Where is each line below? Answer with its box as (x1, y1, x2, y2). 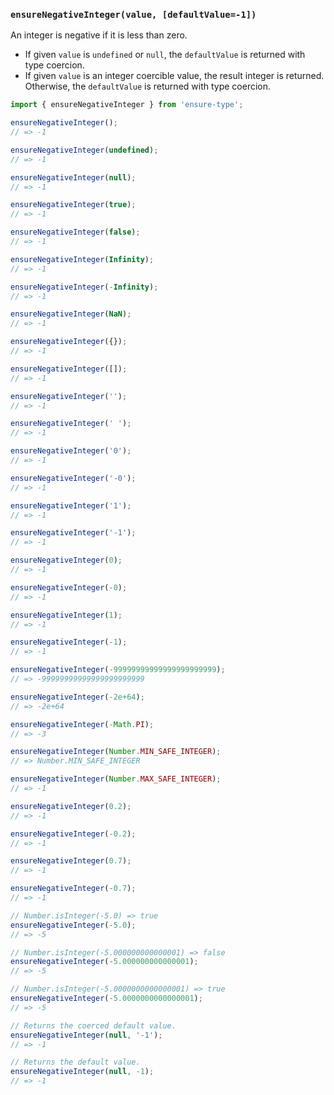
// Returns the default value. (10, 1057, 141, 1068)
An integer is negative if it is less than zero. (10, 29, 188, 41)
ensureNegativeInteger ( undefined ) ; (10, 145, 159, 155)
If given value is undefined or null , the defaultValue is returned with (24, 49, 306, 61)
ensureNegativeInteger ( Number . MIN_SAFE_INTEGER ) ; (10, 747, 222, 757)
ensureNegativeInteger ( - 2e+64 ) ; (10, 692, 145, 702)
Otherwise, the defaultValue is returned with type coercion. (24, 80, 272, 93)
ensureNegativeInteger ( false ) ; (10, 227, 141, 238)
